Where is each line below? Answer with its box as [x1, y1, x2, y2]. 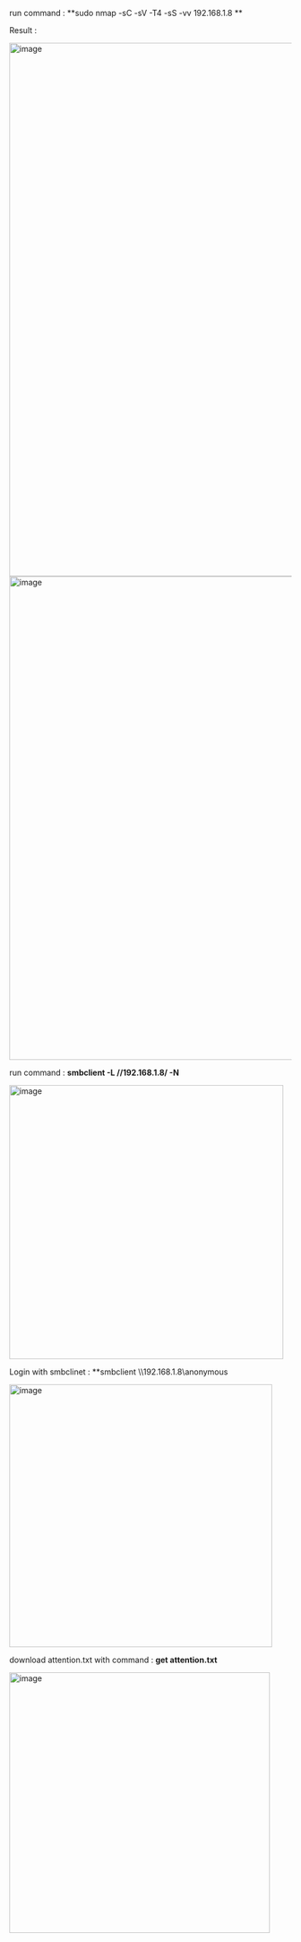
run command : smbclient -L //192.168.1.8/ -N [9, 1067, 179, 1078]
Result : [9, 25, 38, 35]
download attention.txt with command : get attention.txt [9, 1654, 218, 1665]
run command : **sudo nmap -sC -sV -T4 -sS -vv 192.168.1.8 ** [9, 8, 244, 18]
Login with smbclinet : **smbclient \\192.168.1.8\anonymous [9, 1366, 228, 1377]
